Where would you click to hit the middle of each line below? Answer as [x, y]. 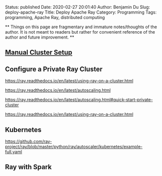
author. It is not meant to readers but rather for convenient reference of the [80, 32]
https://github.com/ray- [28, 141]
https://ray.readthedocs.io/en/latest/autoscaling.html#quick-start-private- [79, 100]
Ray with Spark [28, 167]
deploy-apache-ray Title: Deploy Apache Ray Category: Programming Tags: [81, 12]
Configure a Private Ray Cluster [54, 69]
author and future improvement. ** [40, 37]
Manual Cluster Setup [39, 52]
